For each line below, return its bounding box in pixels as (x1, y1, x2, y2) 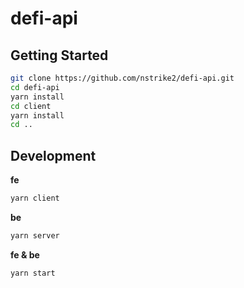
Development (10, 147, 97, 164)
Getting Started (10, 47, 109, 64)
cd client (10, 101, 52, 111)
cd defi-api (10, 82, 60, 92)
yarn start (10, 268, 56, 278)
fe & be (10, 248, 40, 261)
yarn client (10, 193, 60, 204)
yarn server (10, 230, 60, 241)
